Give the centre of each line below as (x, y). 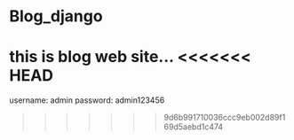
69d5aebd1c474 (194, 127)
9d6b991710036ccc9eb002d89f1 (225, 118)
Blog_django (56, 16)
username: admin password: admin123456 (87, 100)
